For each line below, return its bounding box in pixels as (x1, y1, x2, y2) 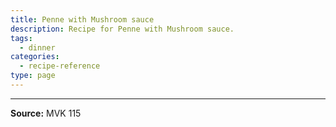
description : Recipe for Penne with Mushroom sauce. (10, 24, 235, 34)
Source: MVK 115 (10, 107, 82, 119)
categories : (10, 52, 60, 62)
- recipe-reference (19, 61, 101, 71)
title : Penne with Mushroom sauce (10, 14, 155, 25)
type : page (10, 71, 56, 81)
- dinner (19, 42, 56, 53)
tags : (10, 33, 33, 43)
